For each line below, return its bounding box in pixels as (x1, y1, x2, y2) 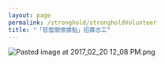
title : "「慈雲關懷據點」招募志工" (8, 26, 111, 34)
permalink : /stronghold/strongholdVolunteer (8, 19, 157, 27)
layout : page (8, 11, 51, 20)
